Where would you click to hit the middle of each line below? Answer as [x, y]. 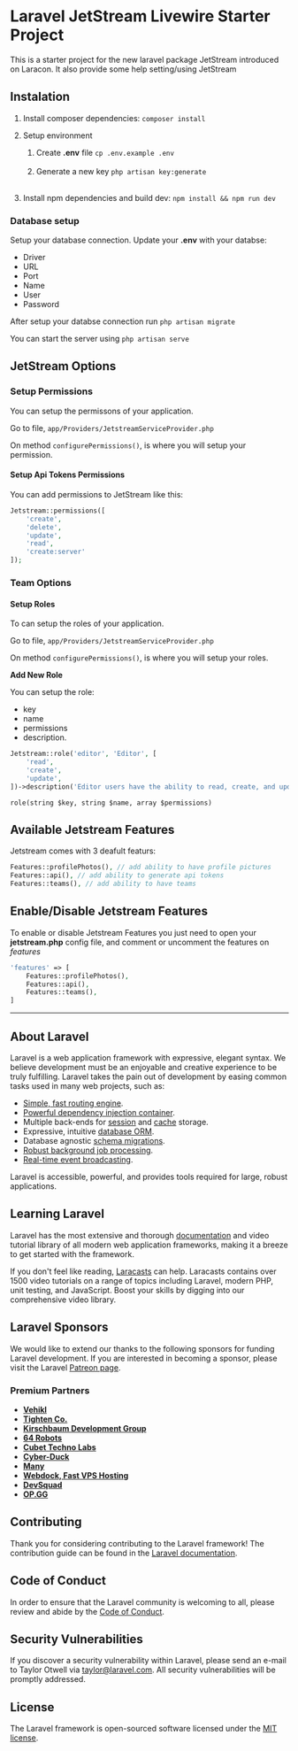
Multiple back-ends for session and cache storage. [115, 1122]
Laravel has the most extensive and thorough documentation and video [140, 1235]
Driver [34, 258]
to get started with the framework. [73, 1253]
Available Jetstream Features [92, 829]
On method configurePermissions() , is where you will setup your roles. [139, 658]
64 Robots [42, 1438]
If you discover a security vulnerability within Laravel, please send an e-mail [148, 1661]
